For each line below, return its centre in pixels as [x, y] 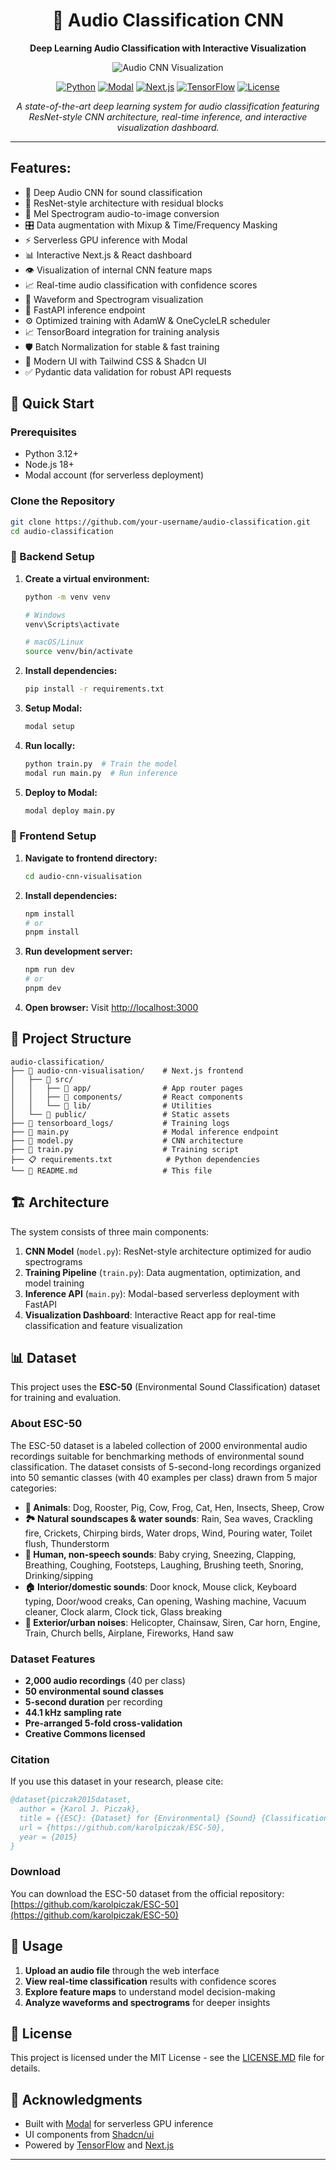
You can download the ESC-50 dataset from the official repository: [147, 1893]
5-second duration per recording [93, 1701]
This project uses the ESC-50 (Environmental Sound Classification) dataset [165, 1387]
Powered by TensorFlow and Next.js [99, 2145]
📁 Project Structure [71, 1039]
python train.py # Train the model [101, 764]
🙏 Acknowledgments [76, 2099]
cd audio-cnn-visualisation [83, 876]
